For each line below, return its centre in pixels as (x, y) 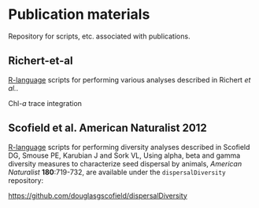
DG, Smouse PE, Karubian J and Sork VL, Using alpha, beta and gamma (124, 155)
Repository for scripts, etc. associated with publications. (99, 36)
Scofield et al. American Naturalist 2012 (107, 128)
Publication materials (79, 15)
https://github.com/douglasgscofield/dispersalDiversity (98, 195)
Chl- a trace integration (45, 103)
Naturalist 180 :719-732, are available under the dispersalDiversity (117, 172)
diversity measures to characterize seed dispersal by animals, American (125, 163)
